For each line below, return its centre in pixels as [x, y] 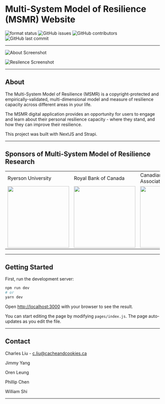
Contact [18, 341]
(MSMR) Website [40, 19]
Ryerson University [29, 178]
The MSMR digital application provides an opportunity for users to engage [80, 114]
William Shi [16, 391]
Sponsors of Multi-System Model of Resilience [78, 154]
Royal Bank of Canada [99, 178]
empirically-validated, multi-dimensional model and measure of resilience [79, 99]
